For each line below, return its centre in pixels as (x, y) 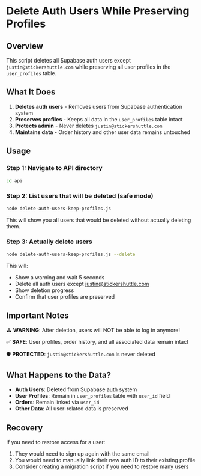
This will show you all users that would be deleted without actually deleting (99, 220)
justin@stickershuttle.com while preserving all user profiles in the (88, 67)
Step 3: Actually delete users (49, 242)
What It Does (31, 92)
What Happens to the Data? (59, 375)
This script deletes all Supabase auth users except (68, 60)
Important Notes (37, 316)
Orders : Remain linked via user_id (57, 402)
